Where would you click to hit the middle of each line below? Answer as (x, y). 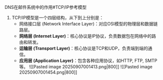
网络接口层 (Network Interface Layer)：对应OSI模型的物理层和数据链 (88, 24)
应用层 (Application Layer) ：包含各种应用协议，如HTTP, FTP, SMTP (88, 61)
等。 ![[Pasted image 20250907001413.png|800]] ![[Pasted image (86, 67)
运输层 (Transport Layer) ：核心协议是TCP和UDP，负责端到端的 (83, 48)
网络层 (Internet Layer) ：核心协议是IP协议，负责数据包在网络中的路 (87, 36)
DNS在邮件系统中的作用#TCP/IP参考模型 (46, 7)
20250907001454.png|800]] (48, 72)
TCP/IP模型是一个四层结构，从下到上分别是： (58, 18)
